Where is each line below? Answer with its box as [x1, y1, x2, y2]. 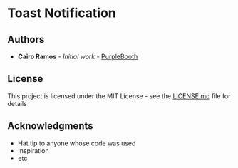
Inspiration [17, 146, 49, 154]
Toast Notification [7, 5, 116, 21]
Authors [7, 33, 45, 46]
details [7, 99, 27, 107]
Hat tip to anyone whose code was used [17, 139, 136, 147]
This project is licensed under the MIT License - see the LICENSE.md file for [7, 91, 231, 100]
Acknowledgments [7, 120, 94, 132]
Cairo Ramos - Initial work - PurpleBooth [17, 52, 138, 61]
